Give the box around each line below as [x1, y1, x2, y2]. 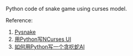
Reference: [5, 17, 33, 23]
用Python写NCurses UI [14, 36, 72, 43]
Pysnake [14, 28, 36, 36]
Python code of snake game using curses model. [5, 5, 127, 12]
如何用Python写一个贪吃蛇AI [14, 43, 85, 50]
